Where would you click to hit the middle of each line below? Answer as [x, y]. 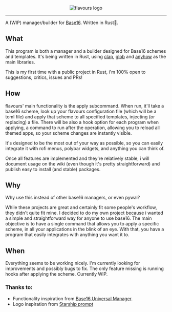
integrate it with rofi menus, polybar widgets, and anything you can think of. [85, 148]
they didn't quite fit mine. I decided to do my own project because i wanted [84, 213]
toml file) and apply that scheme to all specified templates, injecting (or [80, 117]
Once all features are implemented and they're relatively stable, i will [77, 158]
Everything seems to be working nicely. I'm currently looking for [73, 263]
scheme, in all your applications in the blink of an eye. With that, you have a [85, 229]
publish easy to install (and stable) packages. [53, 169]
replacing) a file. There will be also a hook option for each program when [82, 122]
